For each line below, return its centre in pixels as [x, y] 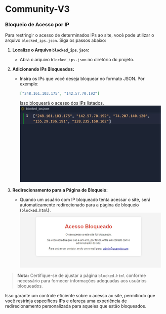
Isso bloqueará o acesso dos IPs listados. [62, 103]
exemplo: [29, 84]
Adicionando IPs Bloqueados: [43, 69]
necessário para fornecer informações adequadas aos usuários [82, 281]
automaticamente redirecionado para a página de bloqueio [79, 205]
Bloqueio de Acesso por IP [37, 25]
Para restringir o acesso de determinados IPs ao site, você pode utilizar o [80, 35]
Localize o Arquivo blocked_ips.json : [51, 50]
